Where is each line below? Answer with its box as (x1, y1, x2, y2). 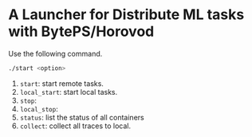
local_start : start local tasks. (19, 87, 118, 96)
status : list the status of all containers (19, 112, 145, 122)
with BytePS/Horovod (8, 22, 155, 41)
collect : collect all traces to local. (19, 121, 132, 131)
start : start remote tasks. (19, 78, 104, 88)
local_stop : (19, 104, 58, 113)
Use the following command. (8, 49, 103, 58)
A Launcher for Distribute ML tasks (8, 6, 245, 24)
